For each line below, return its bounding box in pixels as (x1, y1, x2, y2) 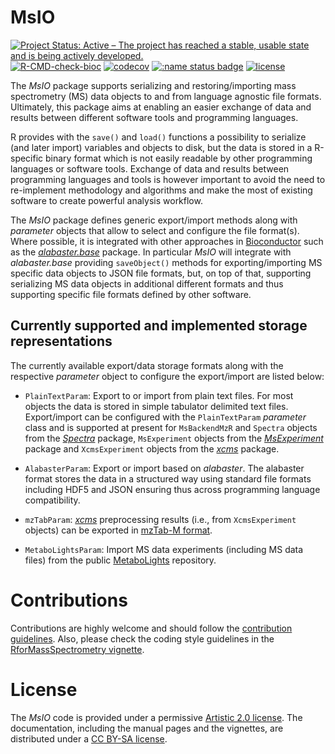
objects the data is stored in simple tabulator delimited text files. (24, 400, 289, 412)
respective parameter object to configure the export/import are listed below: (10, 370, 325, 382)
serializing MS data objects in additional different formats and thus (10, 277, 284, 290)
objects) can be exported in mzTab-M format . (24, 524, 213, 536)
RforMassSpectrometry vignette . (10, 643, 145, 655)
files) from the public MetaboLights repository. (24, 554, 217, 566)
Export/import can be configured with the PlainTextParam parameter (24, 411, 307, 423)
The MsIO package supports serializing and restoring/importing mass (10, 79, 297, 91)
